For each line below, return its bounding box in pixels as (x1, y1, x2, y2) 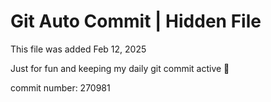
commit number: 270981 (10, 81, 111, 94)
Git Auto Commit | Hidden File (10, 10, 262, 33)
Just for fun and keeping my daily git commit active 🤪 (10, 62, 230, 74)
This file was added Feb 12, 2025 (10, 43, 147, 55)
